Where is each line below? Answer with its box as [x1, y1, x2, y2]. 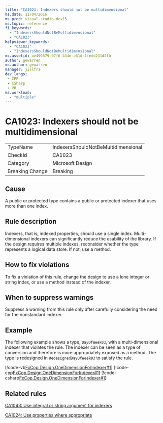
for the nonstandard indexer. [5, 312, 63, 318]
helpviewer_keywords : [5, 40, 50, 45]
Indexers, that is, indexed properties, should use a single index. [5, 231, 133, 236]
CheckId [7, 152, 27, 159]
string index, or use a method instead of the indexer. [5, 279, 111, 285]
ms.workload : [5, 90, 32, 95]
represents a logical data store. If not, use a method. [5, 246, 111, 252]
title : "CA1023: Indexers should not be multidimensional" [5, 7, 129, 12]
